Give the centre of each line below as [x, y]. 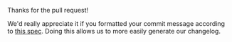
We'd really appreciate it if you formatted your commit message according [116, 23]
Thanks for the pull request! [48, 10]
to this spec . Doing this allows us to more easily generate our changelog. [114, 31]
